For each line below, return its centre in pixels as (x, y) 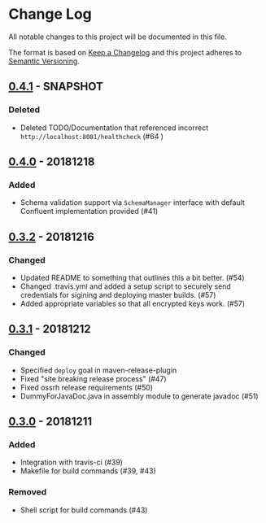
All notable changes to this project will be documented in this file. (118, 37)
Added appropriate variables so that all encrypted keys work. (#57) (133, 303)
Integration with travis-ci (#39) (72, 462)
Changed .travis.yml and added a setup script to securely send (126, 286)
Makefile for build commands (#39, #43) (88, 471)
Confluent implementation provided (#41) (89, 211)
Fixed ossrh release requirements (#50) (86, 387)
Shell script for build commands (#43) (84, 510)
